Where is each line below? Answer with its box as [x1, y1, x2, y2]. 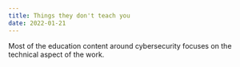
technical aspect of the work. [8, 49, 105, 59]
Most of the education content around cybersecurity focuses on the [8, 41, 232, 50]
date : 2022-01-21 [8, 19, 66, 27]
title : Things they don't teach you [8, 11, 130, 20]
